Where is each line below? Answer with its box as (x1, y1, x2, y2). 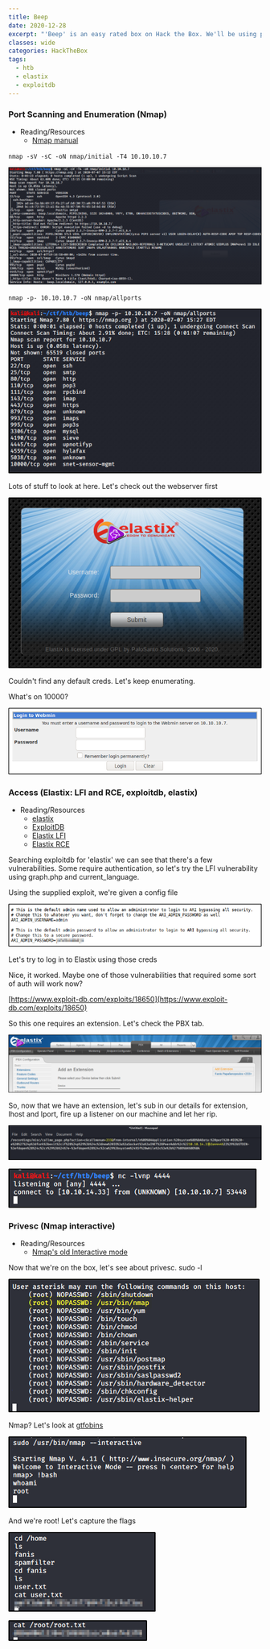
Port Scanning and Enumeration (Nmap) (8, 109, 167, 120)
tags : (8, 56, 27, 64)
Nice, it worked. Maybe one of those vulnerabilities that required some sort (8, 970, 256, 980)
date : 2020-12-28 (8, 21, 67, 30)
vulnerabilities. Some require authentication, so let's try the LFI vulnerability (8, 864, 259, 873)
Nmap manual (31, 135, 79, 145)
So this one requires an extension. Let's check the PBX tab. (8, 1018, 205, 1028)
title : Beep (8, 13, 48, 21)
